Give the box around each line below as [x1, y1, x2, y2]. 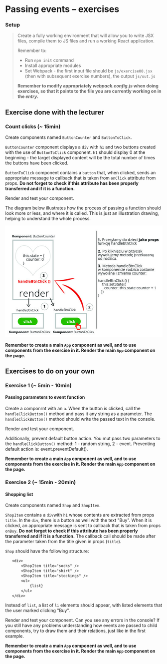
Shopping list [5, 491, 33, 497]
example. [5, 633, 24, 639]
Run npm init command [24, 57, 74, 63]
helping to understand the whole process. [5, 216, 91, 222]
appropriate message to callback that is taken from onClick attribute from [5, 175, 156, 181]
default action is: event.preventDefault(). [5, 446, 88, 452]
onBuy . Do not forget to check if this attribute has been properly [5, 528, 138, 534]
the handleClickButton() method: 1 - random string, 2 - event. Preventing [5, 441, 156, 447]
